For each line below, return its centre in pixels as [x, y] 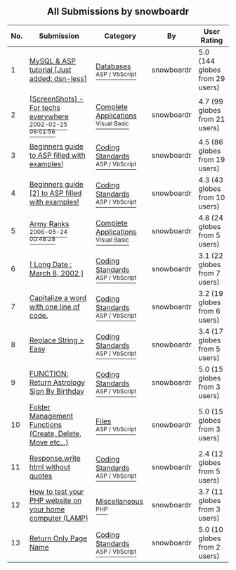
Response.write [55, 458]
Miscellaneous [120, 501]
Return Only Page [58, 538]
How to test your [57, 491]
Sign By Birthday [57, 391]
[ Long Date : [51, 264]
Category [120, 36]
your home [47, 509]
